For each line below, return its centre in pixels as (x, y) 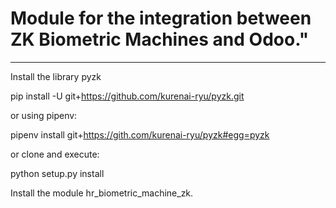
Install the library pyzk (56, 76)
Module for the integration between (161, 18)
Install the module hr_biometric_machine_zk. (102, 193)
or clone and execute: (55, 154)
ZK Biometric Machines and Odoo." (160, 39)
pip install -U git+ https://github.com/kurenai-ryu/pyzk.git (127, 96)
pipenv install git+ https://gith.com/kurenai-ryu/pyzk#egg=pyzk (140, 134)
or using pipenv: (44, 115)
